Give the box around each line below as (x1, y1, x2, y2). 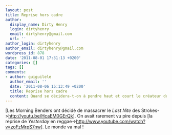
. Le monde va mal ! (42, 124, 84, 130)
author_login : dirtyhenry (5, 41, 60, 46)
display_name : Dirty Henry (10, 22, 68, 27)
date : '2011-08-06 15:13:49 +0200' (10, 84, 86, 89)
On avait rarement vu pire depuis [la (77, 113, 153, 119)
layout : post (5, 7, 33, 13)
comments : (5, 70, 27, 75)
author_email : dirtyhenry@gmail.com (5, 46, 83, 51)
